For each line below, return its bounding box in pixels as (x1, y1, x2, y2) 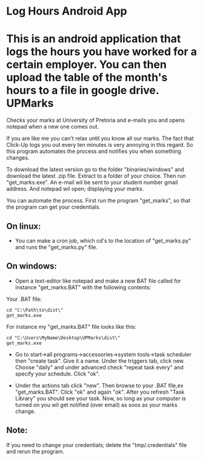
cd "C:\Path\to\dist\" (6, 307, 64, 313)
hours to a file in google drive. (6, 84, 159, 98)
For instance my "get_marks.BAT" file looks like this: (6, 323, 136, 330)
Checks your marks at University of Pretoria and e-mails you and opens (6, 116, 185, 124)
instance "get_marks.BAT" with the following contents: (15, 283, 151, 291)
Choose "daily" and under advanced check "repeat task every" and (15, 363, 184, 371)
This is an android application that (6, 32, 181, 46)
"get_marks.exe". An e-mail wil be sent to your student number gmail (6, 179, 178, 186)
